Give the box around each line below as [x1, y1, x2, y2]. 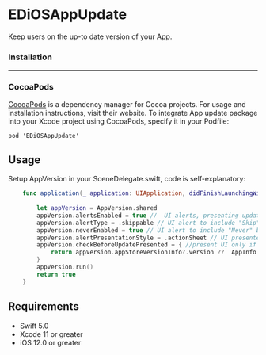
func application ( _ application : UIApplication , [22, 189, 186, 197]
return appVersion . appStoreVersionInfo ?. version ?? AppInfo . [50, 248, 260, 257]
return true [36, 270, 77, 278]
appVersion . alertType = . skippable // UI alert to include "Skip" [36, 219, 260, 227]
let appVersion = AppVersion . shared [36, 204, 158, 212]
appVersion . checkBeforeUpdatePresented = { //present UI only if [36, 241, 257, 249]
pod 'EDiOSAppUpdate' [8, 132, 80, 139]
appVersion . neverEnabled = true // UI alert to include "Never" [36, 226, 253, 235]
